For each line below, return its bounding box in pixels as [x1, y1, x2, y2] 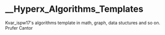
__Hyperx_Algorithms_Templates [5, 3, 144, 15]
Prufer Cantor [5, 25, 33, 31]
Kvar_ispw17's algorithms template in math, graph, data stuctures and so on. [5, 20, 161, 26]
